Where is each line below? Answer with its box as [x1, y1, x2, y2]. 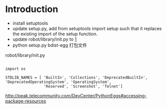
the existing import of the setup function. [12, 31, 98, 37]
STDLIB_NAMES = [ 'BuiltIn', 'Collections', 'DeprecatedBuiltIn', [5, 75, 148, 80]
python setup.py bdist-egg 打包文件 [12, 42, 87, 48]
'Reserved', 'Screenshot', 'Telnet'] [43, 84, 123, 89]
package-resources [5, 98, 46, 104]
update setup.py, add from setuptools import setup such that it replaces [12, 25, 162, 31]
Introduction [5, 4, 59, 15]
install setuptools [12, 20, 48, 26]
